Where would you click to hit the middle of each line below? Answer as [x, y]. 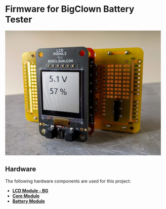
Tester [19, 19]
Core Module [26, 196]
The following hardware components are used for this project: [68, 181]
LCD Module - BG [30, 190]
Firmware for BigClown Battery [70, 9]
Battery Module [29, 201]
